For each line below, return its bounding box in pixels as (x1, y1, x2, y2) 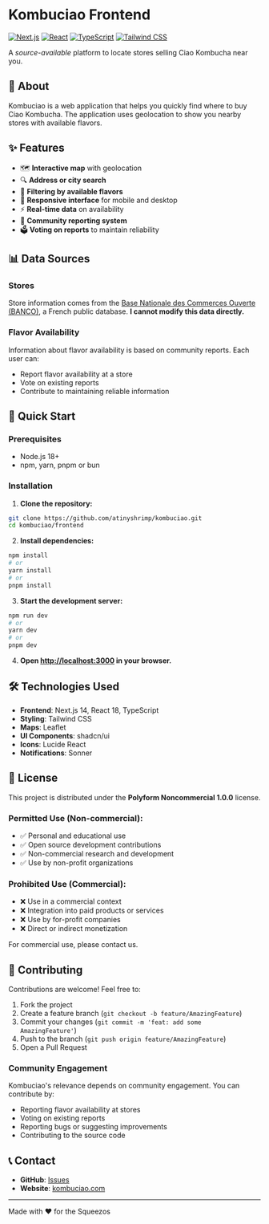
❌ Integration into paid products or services (19, 905, 164, 916)
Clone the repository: (19, 498, 93, 508)
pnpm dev (8, 641, 38, 649)
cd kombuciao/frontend (8, 522, 84, 530)
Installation (8, 480, 54, 491)
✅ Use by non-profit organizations (19, 857, 134, 868)
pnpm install (8, 581, 52, 589)
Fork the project (19, 1000, 74, 1010)
